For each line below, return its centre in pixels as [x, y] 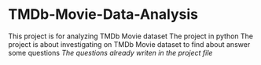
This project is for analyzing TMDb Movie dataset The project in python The [131, 36]
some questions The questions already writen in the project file [110, 52]
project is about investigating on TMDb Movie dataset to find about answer [129, 44]
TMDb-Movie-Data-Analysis [103, 14]
